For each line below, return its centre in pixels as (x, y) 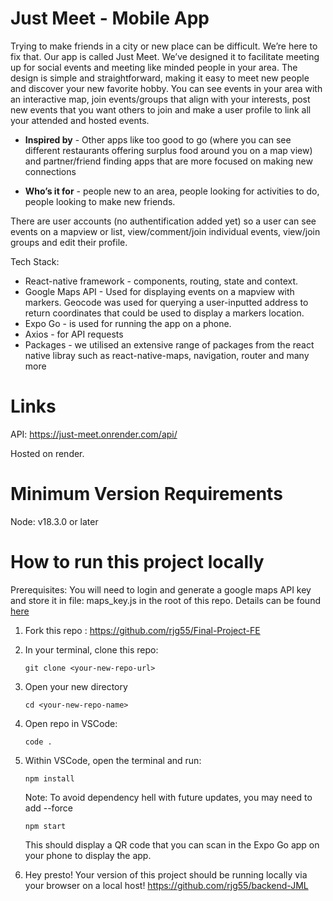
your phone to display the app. (88, 855)
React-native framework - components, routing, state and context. (161, 281)
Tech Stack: (35, 261)
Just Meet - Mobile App (110, 18)
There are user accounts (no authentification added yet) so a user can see (163, 221)
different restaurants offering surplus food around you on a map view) (168, 150)
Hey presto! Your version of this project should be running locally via (166, 874)
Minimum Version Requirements (146, 494)
